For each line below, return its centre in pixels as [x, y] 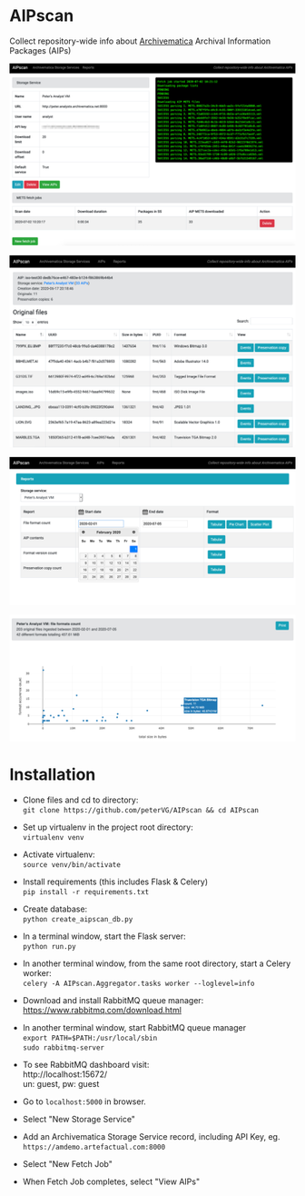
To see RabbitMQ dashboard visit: [86, 1064]
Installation [53, 774]
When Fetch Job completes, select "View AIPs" [111, 1181]
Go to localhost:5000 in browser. [84, 1101]
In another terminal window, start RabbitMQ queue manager [134, 1027]
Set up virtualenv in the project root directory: [108, 827]
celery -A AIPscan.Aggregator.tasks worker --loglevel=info [138, 983]
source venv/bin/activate [71, 864]
